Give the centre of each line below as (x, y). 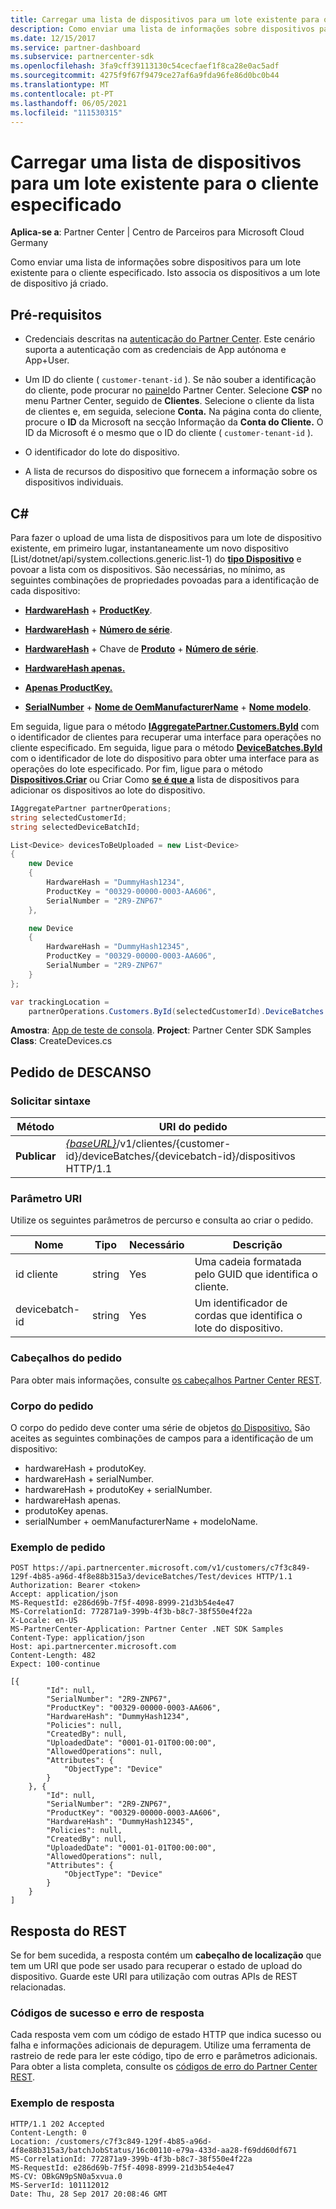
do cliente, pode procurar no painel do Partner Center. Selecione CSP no (173, 390)
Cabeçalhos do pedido (66, 1358)
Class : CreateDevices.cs (61, 1041)
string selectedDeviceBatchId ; (75, 827)
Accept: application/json (64, 1594)
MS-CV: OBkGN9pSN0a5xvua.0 (66, 2176)
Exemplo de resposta (62, 2103)
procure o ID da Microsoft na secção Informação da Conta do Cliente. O (174, 422)
